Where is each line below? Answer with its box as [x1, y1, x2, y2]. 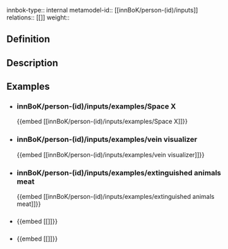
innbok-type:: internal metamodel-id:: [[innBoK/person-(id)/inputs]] [6, 6, 198, 14]
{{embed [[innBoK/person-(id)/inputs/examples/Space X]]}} [16, 118, 188, 126]
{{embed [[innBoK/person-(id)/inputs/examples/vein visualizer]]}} [16, 150, 205, 159]
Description [6, 57, 58, 69]
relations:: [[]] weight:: [6, 13, 70, 22]
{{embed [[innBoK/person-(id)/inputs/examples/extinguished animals [16, 193, 215, 201]
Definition [6, 33, 50, 45]
